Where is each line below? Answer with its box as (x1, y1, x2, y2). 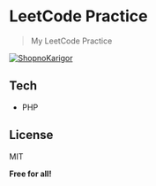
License (9, 128, 54, 143)
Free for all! (9, 168, 52, 179)
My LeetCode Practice (30, 35, 113, 46)
